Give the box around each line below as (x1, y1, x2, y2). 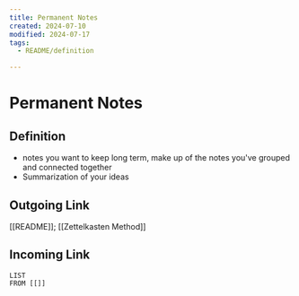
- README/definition (17, 47, 94, 56)
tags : (9, 38, 30, 48)
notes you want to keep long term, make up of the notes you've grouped (22, 152, 290, 163)
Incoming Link (9, 248, 91, 263)
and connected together (22, 162, 112, 173)
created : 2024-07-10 (9, 22, 87, 30)
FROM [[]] (9, 279, 47, 288)
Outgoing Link (9, 197, 90, 213)
